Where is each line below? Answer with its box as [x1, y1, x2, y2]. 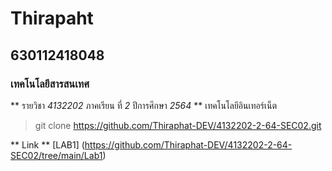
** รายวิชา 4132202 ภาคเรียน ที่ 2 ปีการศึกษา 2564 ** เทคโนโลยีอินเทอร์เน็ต [10, 99, 277, 111]
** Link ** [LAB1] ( [10, 138, 85, 151]
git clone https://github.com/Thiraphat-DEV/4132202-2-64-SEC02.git [34, 119, 322, 131]
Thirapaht [10, 7, 94, 30]
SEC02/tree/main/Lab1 [10, 149, 103, 161]
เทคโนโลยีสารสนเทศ [10, 77, 90, 91]
